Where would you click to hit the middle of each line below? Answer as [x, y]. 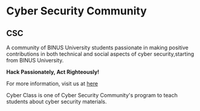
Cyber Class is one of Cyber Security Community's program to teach [92, 95]
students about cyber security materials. [56, 101]
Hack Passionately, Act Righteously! [53, 72]
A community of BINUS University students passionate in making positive [97, 47]
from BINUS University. [35, 60]
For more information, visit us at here [52, 83]
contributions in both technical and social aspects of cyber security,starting [100, 54]
